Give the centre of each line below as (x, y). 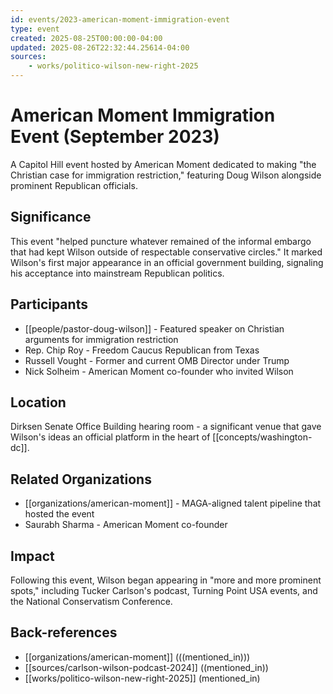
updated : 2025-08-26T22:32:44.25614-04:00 (100, 47)
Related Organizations (81, 479)
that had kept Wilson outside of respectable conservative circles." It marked (166, 252)
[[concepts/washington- (262, 437)
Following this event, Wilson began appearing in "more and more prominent (166, 580)
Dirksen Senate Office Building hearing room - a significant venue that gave (166, 427)
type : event (35, 29)
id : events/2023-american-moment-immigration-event (120, 19)
